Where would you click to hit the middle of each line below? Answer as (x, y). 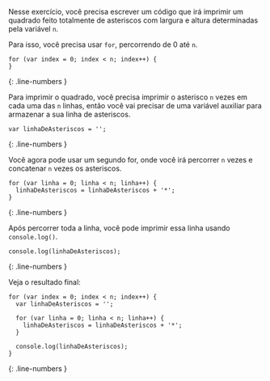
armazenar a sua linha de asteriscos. (70, 114)
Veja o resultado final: (44, 282)
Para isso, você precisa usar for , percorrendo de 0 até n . (103, 44)
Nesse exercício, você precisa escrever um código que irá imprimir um (126, 12)
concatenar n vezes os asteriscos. (65, 168)
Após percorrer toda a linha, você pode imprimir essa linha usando (119, 228)
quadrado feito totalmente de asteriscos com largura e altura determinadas (133, 20)
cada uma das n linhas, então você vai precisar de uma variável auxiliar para (135, 106)
